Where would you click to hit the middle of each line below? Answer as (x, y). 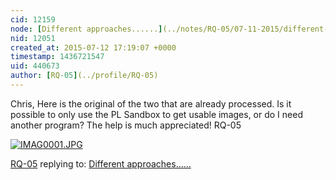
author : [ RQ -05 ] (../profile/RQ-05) (84, 76)
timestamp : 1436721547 (57, 57)
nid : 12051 (33, 38)
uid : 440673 (35, 66)
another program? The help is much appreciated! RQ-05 (126, 125)
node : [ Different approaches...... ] (86, 29)
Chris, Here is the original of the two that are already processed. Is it (151, 103)
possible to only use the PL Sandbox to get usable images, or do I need (156, 114)
